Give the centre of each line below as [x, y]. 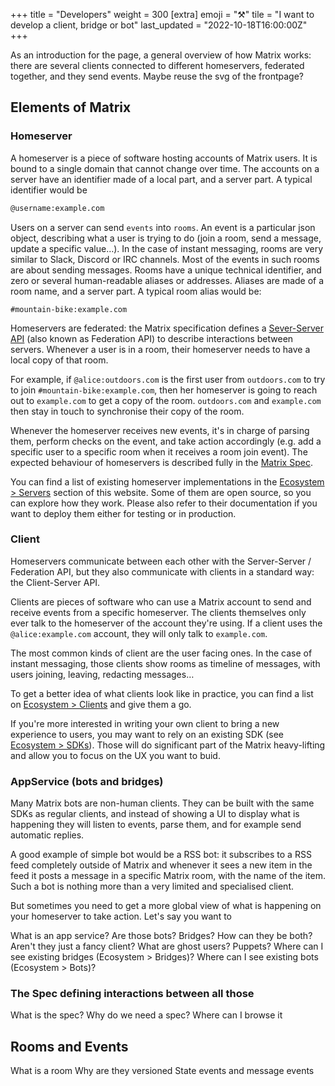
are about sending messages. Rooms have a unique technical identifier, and [166, 270]
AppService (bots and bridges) [87, 781]
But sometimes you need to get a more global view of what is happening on [166, 906]
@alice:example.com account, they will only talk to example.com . [139, 633]
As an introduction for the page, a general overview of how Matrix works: [161, 55]
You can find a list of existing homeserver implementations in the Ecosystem [167, 481]
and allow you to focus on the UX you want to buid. [115, 755]
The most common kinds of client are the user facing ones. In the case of [161, 653]
